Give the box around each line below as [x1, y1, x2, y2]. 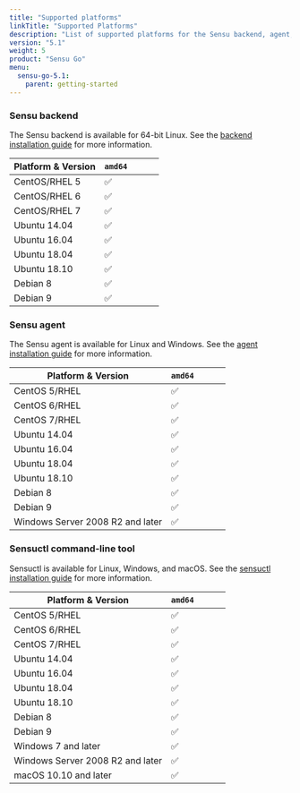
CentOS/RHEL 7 [13, 204, 81, 217]
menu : [9, 64, 30, 72]
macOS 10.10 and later [13, 769, 112, 781]
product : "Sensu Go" [9, 55, 87, 64]
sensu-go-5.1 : [17, 72, 70, 81]
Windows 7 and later [13, 739, 101, 752]
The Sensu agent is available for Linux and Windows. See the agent [9, 339, 258, 350]
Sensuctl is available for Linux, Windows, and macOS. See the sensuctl [9, 563, 271, 574]
